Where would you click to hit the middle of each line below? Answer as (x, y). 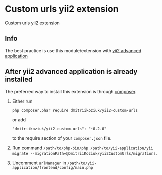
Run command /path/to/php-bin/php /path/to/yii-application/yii (83, 148)
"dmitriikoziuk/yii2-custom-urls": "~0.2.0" (59, 129)
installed (19, 80)
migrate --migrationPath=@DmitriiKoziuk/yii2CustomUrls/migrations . (85, 153)
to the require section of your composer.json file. (62, 138)
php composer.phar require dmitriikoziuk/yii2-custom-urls (75, 110)
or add (19, 119)
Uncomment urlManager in (39, 163)
